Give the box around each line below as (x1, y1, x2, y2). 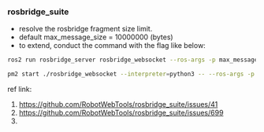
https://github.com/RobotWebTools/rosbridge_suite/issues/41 (18, 100, 218, 109)
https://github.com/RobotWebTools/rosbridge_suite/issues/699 (18, 108, 224, 118)
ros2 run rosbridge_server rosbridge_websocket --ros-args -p (7, 56, 216, 64)
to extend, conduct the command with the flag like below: (18, 41, 206, 50)
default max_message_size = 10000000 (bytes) (18, 32, 174, 42)
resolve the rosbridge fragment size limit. (18, 24, 153, 34)
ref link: (7, 85, 32, 94)
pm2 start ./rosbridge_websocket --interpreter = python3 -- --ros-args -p (7, 70, 255, 79)
